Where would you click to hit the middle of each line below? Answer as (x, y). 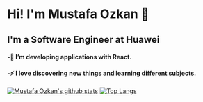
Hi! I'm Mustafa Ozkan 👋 (78, 14)
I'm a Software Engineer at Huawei (83, 40)
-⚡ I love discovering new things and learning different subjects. (102, 73)
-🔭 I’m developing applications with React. (70, 57)
